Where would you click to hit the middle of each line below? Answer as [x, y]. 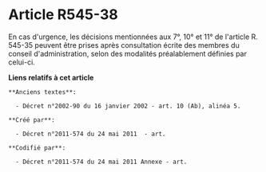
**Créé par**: [32, 120]
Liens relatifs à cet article [51, 77]
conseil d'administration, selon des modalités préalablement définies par [128, 53]
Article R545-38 [63, 15]
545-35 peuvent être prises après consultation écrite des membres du [124, 45]
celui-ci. [22, 62]
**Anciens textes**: [43, 92]
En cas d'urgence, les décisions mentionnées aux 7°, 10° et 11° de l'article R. [133, 37]
